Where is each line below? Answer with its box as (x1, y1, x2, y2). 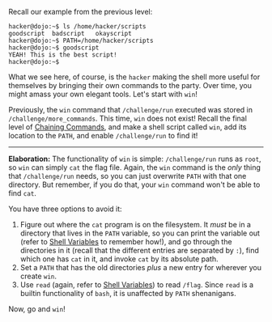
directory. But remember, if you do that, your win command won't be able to (8, 180, 261, 189)
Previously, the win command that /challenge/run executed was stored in (8, 105, 253, 114)
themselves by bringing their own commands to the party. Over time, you (8, 81, 253, 90)
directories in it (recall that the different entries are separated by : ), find (19, 246, 259, 255)
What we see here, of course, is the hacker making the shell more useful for (8, 72, 261, 82)
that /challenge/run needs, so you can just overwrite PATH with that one (8, 172, 247, 180)
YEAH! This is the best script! (8, 51, 117, 59)
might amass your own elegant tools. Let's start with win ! (8, 89, 198, 99)
